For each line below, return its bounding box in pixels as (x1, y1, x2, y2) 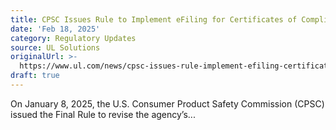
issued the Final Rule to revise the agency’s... (10, 108, 196, 120)
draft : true (10, 71, 60, 81)
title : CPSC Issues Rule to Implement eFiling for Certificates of (10, 14, 298, 25)
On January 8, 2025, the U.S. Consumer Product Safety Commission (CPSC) (10, 97, 325, 110)
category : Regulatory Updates (10, 33, 137, 43)
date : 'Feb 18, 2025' (10, 24, 101, 34)
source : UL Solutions (10, 42, 101, 53)
